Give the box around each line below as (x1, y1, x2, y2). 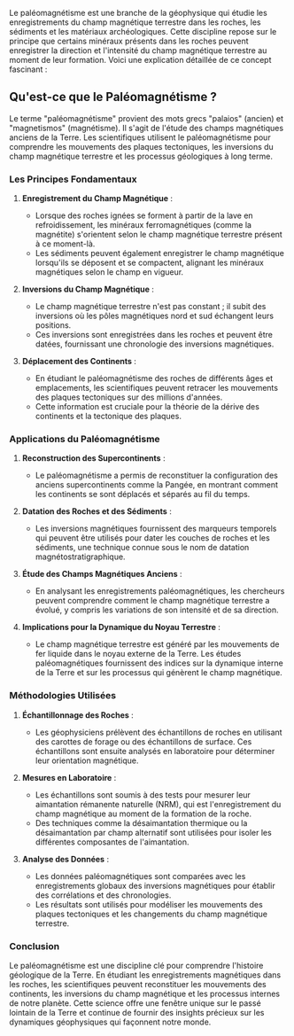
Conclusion (9, 939, 60, 952)
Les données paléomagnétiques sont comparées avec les (35, 870, 246, 881)
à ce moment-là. (35, 238, 96, 249)
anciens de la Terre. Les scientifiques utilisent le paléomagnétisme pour (9, 132, 272, 143)
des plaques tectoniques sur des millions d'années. (35, 392, 223, 402)
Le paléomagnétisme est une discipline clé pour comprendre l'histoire (9, 961, 264, 970)
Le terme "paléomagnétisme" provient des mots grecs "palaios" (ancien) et (9, 113, 284, 123)
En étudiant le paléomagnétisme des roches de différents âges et (35, 373, 274, 384)
